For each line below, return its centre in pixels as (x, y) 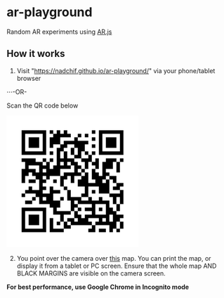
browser (29, 78)
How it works (36, 54)
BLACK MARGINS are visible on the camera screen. (91, 273)
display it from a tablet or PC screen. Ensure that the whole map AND (117, 266)
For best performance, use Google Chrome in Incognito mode (98, 287)
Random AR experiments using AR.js (59, 32)
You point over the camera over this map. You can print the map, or (114, 258)
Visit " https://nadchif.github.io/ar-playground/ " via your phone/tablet (116, 70)
